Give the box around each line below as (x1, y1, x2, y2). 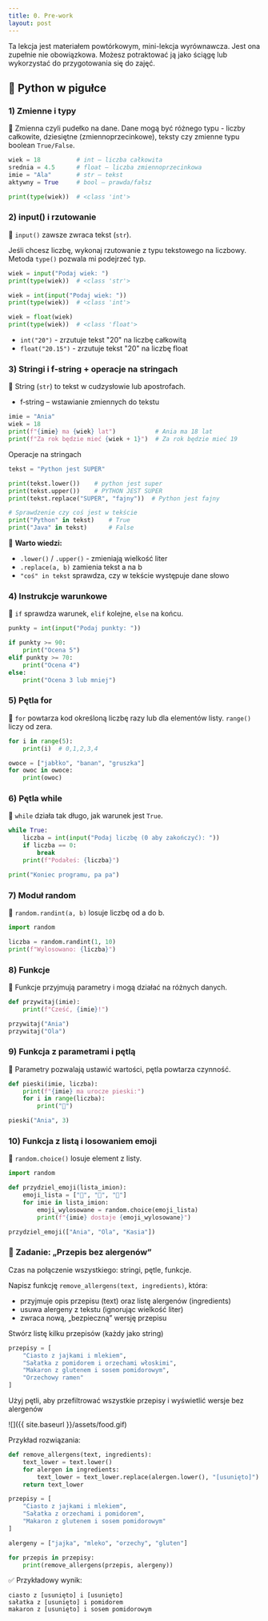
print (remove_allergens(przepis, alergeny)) (22, 1561, 174, 1569)
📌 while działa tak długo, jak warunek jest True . (8, 811, 163, 821)
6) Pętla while (8, 793, 62, 804)
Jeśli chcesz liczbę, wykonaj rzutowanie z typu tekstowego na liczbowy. (8, 245, 246, 255)
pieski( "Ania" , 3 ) (8, 1117, 70, 1125)
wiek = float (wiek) (8, 313, 74, 321)
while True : (8, 826, 48, 835)
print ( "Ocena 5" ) (22, 646, 81, 655)
